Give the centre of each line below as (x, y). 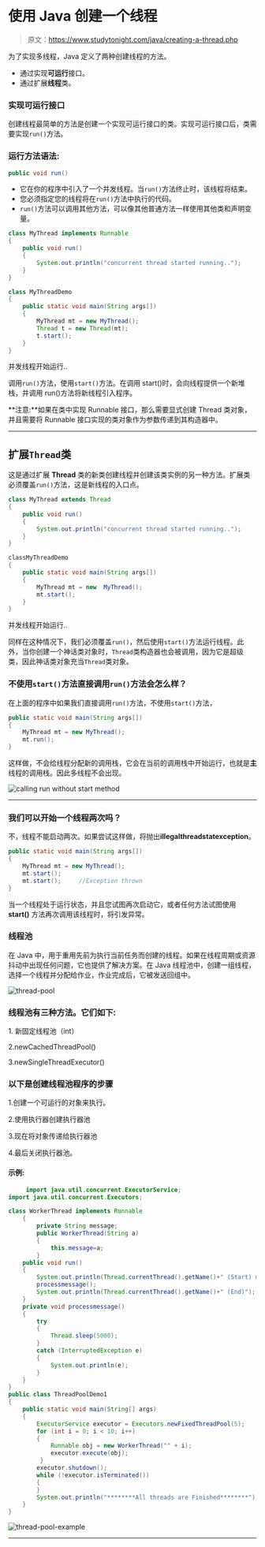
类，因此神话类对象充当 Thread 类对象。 (71, 662)
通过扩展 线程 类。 (47, 83)
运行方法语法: (34, 156)
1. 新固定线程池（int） (43, 1031)
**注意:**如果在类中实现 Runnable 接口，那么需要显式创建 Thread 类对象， (130, 410)
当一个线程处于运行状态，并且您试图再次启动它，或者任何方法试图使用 (122, 904)
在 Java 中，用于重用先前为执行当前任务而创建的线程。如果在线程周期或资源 (132, 955)
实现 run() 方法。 (41, 134)
